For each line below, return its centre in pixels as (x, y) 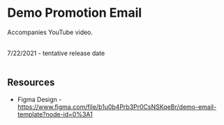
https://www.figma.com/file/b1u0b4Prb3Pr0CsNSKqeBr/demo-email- (117, 107)
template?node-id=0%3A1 (55, 114)
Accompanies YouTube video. (50, 32)
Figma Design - (39, 99)
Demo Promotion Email (75, 13)
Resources (31, 83)
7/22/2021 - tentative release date (56, 53)
